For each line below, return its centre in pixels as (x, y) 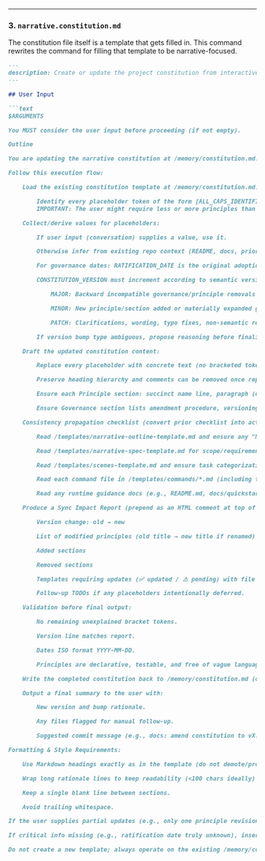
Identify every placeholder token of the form (114, 201)
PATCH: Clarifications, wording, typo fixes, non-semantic (149, 323)
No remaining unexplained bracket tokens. (107, 622)
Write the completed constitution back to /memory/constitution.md (135, 679)
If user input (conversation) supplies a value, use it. (132, 238)
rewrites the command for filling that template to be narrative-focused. (123, 51)
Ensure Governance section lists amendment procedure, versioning (148, 408)
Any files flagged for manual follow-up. (106, 722)
